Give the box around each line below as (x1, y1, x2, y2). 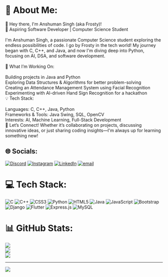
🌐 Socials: (5, 147, 38, 156)
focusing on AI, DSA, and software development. (5, 52, 105, 59)
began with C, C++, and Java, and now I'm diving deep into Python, (5, 47, 144, 53)
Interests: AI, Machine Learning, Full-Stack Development (5, 117, 121, 123)
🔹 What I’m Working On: (5, 63, 54, 69)
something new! (5, 132, 38, 139)
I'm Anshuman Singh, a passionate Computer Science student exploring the (5, 37, 161, 43)
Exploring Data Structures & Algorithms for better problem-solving (5, 79, 141, 85)
